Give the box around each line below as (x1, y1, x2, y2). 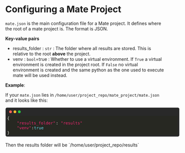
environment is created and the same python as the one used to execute (12, 67, 164, 73)
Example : (5, 82, 25, 88)
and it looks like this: (5, 97, 48, 103)
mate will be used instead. (12, 72, 67, 78)
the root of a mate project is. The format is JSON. (5, 25, 108, 31)
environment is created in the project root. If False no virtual (12, 61, 138, 67)
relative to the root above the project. (12, 51, 91, 57)
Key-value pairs (5, 35, 40, 42)
